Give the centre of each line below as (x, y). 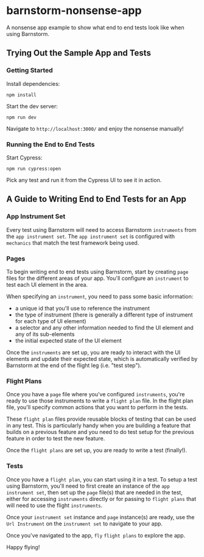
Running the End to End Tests (51, 144)
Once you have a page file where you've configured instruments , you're (96, 394)
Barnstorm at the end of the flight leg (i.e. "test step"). (74, 365)
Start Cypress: (24, 157)
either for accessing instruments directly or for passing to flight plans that (101, 499)
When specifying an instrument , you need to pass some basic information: (100, 296)
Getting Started (30, 71)
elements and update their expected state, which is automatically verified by (102, 359)
